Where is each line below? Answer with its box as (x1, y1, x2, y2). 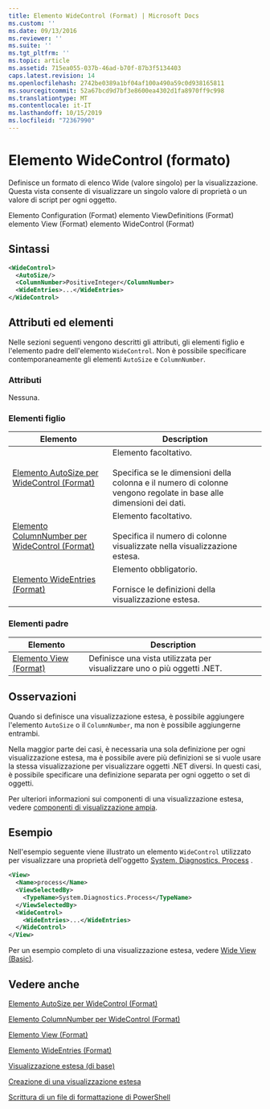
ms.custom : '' (8, 19, 56, 27)
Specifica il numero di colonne (112, 530, 227, 542)
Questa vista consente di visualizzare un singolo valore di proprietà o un (8, 186, 247, 196)
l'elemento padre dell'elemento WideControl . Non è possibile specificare (8, 345, 247, 355)
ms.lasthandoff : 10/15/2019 (8, 109, 103, 117)
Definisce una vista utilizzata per (88, 653, 211, 664)
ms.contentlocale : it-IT (8, 101, 92, 109)
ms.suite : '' (8, 42, 52, 50)
